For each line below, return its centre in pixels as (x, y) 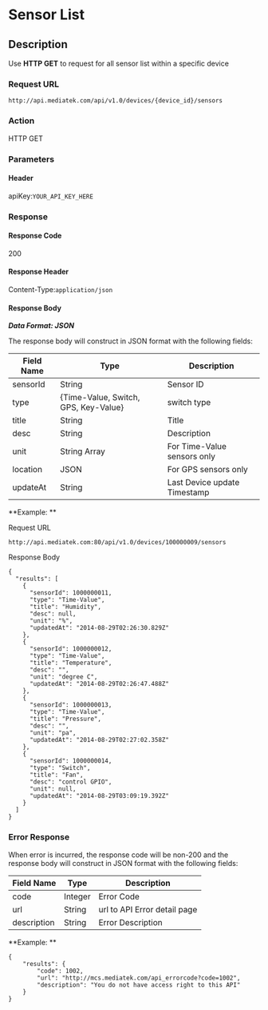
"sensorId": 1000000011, (71, 593)
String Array (83, 451)
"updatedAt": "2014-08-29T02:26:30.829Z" (99, 628)
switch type (189, 403)
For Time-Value (197, 447)
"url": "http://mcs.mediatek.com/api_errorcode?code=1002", (139, 978)
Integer (77, 896)
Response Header (39, 272)
